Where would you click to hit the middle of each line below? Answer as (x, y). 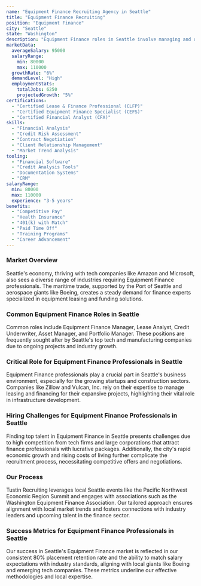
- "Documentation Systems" (45, 173)
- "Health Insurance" (39, 217)
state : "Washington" (32, 34)
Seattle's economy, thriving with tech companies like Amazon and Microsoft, (100, 273)
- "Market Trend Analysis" (45, 151)
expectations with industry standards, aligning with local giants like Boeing (98, 564)
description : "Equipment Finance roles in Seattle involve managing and (99, 39)
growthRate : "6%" (33, 73)
